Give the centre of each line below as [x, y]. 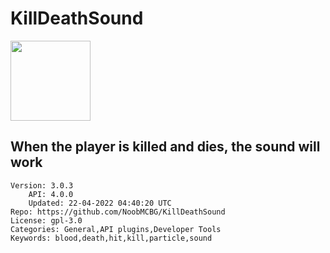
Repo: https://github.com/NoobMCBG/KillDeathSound [118, 212]
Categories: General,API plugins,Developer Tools [116, 229]
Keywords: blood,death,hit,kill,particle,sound [111, 238]
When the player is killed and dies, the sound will [165, 147]
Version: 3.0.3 [42, 185]
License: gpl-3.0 [46, 220]
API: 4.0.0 [51, 194]
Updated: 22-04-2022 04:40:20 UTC [100, 203]
